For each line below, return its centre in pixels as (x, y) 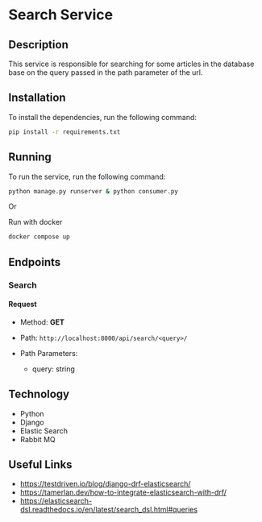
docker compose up (39, 237)
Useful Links (40, 464)
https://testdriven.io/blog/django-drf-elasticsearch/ (105, 484)
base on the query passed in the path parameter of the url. (106, 72)
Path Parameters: (49, 353)
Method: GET (42, 322)
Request (23, 304)
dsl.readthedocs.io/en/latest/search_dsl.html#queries (109, 510)
